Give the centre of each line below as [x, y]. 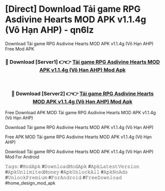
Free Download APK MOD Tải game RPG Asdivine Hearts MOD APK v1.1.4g [81, 112]
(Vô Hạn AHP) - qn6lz [50, 30]
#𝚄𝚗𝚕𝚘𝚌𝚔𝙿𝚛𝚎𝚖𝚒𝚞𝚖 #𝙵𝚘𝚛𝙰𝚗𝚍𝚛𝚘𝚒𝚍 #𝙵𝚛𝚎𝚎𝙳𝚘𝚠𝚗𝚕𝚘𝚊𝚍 [63, 177]
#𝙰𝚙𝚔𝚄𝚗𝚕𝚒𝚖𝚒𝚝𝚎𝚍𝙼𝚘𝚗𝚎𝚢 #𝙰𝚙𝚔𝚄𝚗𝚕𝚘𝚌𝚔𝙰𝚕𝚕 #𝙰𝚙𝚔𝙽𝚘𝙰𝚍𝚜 [67, 172]
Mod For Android [22, 157]
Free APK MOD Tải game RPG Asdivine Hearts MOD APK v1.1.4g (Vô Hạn [79, 137]
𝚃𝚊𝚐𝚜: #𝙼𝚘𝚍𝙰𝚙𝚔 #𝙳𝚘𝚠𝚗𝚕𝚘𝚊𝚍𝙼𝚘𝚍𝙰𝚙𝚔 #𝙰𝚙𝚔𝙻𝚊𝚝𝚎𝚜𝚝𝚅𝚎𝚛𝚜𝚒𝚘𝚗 [72, 166]
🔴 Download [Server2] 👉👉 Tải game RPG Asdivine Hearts [82, 94]
